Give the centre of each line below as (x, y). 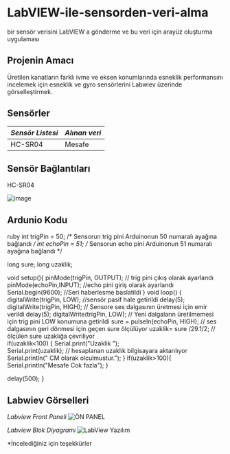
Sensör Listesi (34, 133)
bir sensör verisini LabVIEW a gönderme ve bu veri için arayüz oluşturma (110, 32)
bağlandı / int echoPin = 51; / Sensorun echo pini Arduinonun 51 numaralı (110, 244)
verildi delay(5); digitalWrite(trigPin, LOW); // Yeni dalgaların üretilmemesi (111, 315)
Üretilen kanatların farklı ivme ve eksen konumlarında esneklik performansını (115, 77)
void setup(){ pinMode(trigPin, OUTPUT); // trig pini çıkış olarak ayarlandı (111, 278)
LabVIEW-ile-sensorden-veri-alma (108, 13)
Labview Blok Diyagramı (42, 430)
